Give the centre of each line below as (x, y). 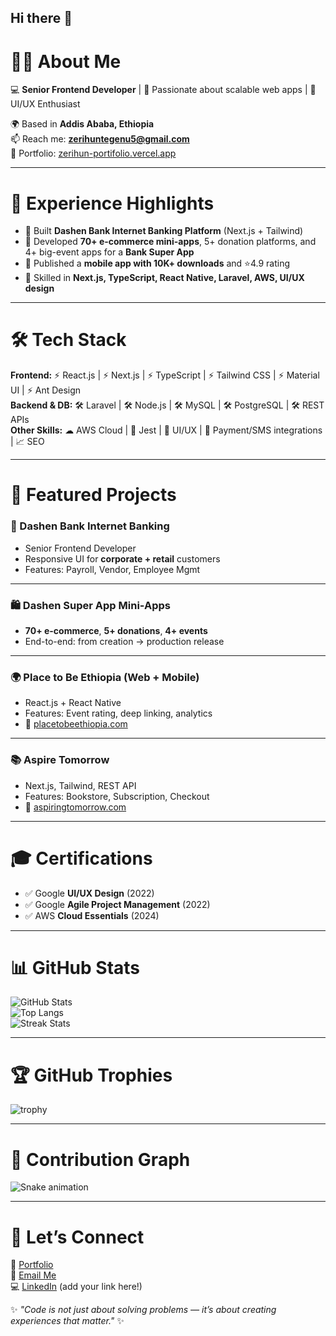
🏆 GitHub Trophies (91, 1075)
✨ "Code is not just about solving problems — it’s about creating (143, 1310)
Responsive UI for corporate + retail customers (122, 558)
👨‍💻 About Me (66, 61)
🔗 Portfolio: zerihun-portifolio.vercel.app (93, 153)
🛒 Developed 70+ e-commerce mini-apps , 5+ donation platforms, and (170, 242)
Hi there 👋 (41, 18)
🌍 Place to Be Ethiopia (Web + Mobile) (105, 677)
